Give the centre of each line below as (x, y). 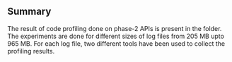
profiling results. (31, 51)
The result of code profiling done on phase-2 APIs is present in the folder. (115, 28)
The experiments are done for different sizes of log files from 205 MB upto (116, 36)
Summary (29, 12)
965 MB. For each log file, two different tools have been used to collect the (116, 43)
